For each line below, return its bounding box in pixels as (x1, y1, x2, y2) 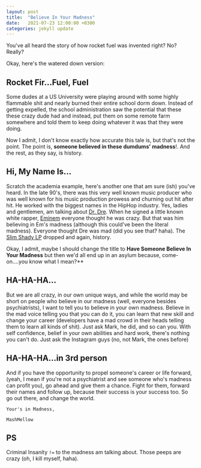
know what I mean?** (29, 258, 84, 265)
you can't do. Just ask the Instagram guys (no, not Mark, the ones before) (6, 336, 189, 343)
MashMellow (6, 416, 34, 422)
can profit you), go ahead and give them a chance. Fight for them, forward (6, 382, 190, 389)
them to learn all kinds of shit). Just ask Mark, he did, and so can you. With (6, 323, 191, 330)
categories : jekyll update (6, 25, 74, 32)
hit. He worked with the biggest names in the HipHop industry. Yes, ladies (6, 201, 188, 209)
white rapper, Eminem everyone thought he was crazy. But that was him (6, 214, 184, 222)
